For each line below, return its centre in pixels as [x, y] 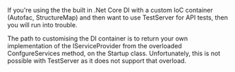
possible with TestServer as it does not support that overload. [97, 61]
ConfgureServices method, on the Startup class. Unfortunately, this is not [114, 53]
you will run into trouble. [42, 25]
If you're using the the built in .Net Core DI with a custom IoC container [110, 10]
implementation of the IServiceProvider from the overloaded [95, 46]
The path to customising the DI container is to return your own [98, 38]
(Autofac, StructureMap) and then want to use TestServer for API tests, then [117, 17]
